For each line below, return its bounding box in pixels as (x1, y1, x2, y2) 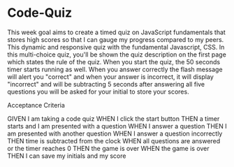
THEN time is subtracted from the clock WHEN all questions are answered (7, 136, 221, 145)
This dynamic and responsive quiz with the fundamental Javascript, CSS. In (7, 43, 225, 51)
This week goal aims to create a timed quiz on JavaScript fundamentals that (7, 28, 226, 36)
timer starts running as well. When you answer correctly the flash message (7, 65, 223, 73)
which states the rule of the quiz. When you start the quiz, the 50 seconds (7, 57, 221, 66)
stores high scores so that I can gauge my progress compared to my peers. (7, 35, 224, 43)
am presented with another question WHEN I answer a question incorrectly (7, 129, 223, 138)
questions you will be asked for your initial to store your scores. (7, 87, 190, 96)
